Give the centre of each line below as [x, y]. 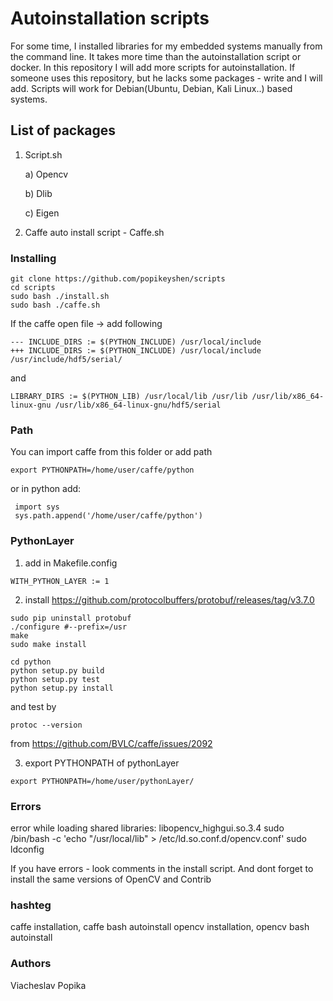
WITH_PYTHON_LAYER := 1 [60, 581]
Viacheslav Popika [48, 985]
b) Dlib [38, 193]
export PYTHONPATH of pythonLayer [102, 763]
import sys [37, 507]
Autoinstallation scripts [110, 18]
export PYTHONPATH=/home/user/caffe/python [102, 470]
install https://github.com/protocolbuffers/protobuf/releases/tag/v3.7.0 [169, 599]
